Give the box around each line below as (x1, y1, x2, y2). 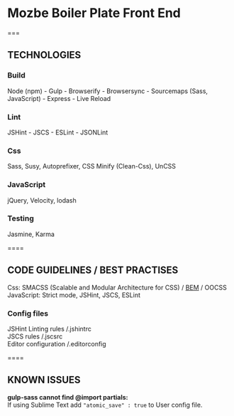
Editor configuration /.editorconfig (7, 339, 106, 348)
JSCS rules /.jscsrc (7, 332, 63, 341)
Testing (7, 213, 34, 223)
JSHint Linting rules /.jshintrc (7, 324, 92, 333)
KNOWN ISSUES (7, 374, 81, 386)
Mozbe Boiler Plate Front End (7, 5, 181, 21)
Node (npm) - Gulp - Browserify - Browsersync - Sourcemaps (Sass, (7, 87, 208, 95)
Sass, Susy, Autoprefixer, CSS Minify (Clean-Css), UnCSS (7, 162, 176, 171)
